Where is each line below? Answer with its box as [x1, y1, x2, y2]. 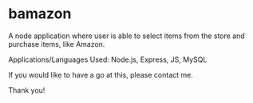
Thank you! [8, 85, 45, 95]
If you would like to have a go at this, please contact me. [8, 70, 193, 79]
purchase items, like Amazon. [8, 39, 105, 48]
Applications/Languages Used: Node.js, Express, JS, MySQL [8, 55, 208, 64]
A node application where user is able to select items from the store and [8, 31, 245, 40]
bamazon [8, 5, 72, 23]
